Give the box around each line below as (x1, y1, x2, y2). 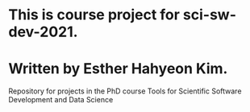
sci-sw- (182, 6, 236, 24)
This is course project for (8, 6, 180, 24)
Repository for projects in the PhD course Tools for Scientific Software (8, 86, 242, 96)
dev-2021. (8, 23, 78, 41)
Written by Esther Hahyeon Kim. (8, 60, 228, 78)
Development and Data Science (8, 95, 114, 105)
